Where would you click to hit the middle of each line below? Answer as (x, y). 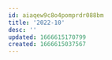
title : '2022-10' (37, 23)
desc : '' (22, 30)
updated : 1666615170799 (47, 37)
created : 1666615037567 (47, 44)
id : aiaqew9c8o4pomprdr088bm (56, 15)
